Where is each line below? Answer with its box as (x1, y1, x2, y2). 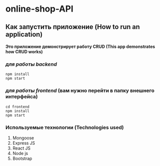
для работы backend (5, 61, 57, 68)
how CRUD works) (5, 49, 43, 55)
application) (5, 30, 43, 38)
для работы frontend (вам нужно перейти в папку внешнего (5, 87, 155, 94)
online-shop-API (5, 3, 73, 15)
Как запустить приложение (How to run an (5, 23, 140, 31)
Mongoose (12, 135, 34, 141)
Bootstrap (12, 156, 32, 162)
